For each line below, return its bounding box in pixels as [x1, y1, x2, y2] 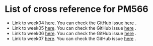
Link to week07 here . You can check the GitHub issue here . [12, 36, 136, 42]
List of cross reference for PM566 [5, 3, 149, 15]
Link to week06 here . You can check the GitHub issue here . [12, 30, 137, 36]
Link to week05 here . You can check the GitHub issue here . [12, 25, 136, 31]
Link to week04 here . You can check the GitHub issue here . [12, 20, 137, 26]
